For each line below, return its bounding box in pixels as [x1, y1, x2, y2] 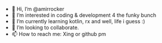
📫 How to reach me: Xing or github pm [11, 31, 106, 37]
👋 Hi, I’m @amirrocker [11, 6, 64, 12]
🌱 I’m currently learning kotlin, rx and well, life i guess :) [11, 18, 145, 24]
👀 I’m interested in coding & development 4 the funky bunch [11, 12, 157, 19]
